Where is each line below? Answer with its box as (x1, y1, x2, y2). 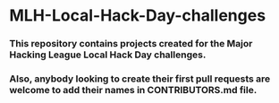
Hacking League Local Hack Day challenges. (9, 48, 207, 61)
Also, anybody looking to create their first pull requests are (9, 73, 271, 85)
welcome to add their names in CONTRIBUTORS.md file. (9, 84, 258, 97)
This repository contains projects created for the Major (9, 38, 253, 50)
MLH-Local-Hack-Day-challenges (9, 5, 266, 26)
